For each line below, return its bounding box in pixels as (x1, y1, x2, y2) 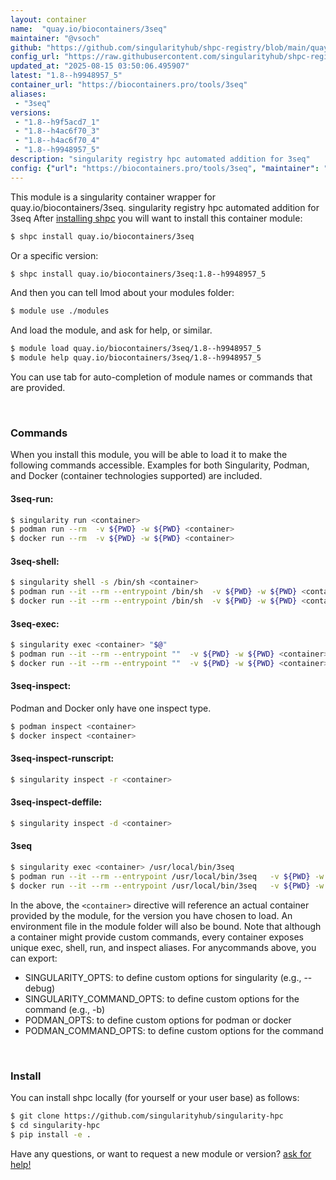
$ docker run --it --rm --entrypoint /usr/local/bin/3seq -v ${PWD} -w (10, 881, 325, 891)
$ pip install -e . (10, 1129, 92, 1140)
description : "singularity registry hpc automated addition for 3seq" (10, 154, 311, 164)
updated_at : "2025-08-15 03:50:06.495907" (10, 61, 190, 71)
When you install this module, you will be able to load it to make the (10, 449, 288, 461)
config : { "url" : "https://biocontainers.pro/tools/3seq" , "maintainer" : (10, 163, 320, 173)
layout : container (10, 14, 87, 25)
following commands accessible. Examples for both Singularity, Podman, (10, 459, 310, 471)
